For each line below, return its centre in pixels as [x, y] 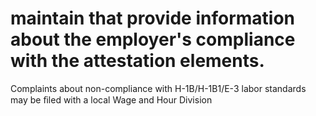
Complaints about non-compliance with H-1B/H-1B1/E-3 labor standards [158, 88]
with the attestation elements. [137, 61]
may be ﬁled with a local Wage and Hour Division [111, 99]
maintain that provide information [152, 18]
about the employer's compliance [153, 39]
